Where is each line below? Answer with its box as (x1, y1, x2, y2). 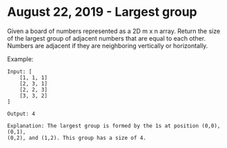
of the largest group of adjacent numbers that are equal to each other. (7, 34, 206, 42)
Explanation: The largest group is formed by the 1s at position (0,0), (7, 122, 221, 129)
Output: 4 (7, 110, 36, 117)
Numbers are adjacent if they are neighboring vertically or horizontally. (7, 41, 208, 50)
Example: (7, 54, 34, 63)
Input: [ (7, 68, 32, 75)
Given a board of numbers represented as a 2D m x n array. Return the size (7, 27, 221, 35)
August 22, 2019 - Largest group (7, 4, 197, 20)
